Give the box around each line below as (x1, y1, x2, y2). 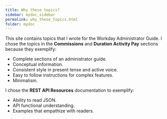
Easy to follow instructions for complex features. (12, 72, 114, 78)
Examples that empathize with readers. (12, 108, 94, 114)
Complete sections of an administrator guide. (12, 56, 107, 62)
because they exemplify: (5, 46, 57, 52)
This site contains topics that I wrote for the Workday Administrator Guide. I (5, 35, 162, 42)
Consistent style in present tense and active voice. (12, 67, 118, 73)
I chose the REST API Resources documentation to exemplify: (5, 87, 135, 94)
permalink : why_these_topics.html (5, 17, 78, 22)
